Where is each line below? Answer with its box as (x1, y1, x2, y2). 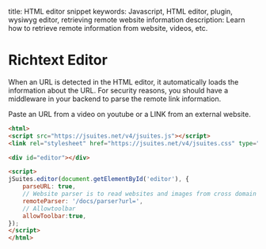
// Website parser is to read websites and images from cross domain (22, 190, 257, 198)
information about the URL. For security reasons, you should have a (8, 85, 229, 95)
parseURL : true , (22, 183, 77, 191)
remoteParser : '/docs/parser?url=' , (22, 197, 144, 205)
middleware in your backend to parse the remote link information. (8, 94, 222, 104)
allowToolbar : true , (22, 212, 87, 220)
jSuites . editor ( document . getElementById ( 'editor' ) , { (8, 175, 190, 183)
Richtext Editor (8, 51, 108, 70)
